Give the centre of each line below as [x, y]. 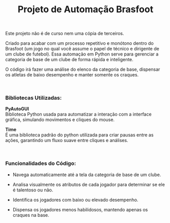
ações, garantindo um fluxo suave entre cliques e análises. [67, 141]
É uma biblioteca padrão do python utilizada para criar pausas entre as [79, 135]
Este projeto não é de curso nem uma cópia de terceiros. [65, 33]
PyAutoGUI [17, 109]
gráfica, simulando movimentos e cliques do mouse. [60, 120]
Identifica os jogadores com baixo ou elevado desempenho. [75, 200]
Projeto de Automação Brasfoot [86, 9]
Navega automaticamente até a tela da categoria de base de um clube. [87, 175]
